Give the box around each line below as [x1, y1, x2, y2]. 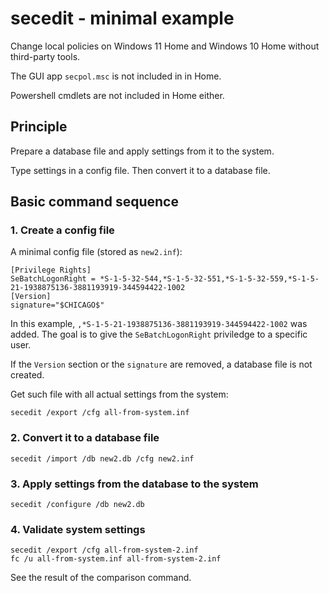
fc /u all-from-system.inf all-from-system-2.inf [10, 554, 222, 564]
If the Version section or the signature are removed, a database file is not [10, 358, 313, 371]
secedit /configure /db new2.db [10, 500, 145, 510]
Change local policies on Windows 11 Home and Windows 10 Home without [10, 40, 320, 52]
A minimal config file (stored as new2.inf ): [10, 246, 183, 258]
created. [10, 369, 45, 381]
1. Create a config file [10, 223, 115, 237]
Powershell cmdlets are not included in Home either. [10, 89, 225, 101]
